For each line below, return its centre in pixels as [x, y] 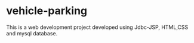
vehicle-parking [47, 11]
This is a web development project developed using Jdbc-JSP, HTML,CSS [97, 27]
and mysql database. [32, 33]
